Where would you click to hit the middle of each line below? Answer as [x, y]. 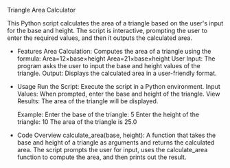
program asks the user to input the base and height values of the [109, 66]
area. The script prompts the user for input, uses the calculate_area [112, 150]
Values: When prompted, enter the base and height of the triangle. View [118, 94]
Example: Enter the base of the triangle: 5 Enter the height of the [108, 114]
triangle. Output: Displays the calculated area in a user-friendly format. [117, 73]
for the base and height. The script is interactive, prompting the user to [107, 31]
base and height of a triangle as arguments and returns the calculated [116, 143]
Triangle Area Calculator [42, 10]
